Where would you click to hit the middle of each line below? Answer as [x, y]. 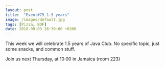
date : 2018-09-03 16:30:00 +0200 [41, 29]
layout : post [19, 10]
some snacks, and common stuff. [40, 49]
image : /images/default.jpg [35, 19]
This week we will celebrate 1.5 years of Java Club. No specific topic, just [82, 43]
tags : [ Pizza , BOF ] [26, 24]
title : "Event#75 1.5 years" [38, 15]
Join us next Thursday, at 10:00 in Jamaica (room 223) [63, 59]
